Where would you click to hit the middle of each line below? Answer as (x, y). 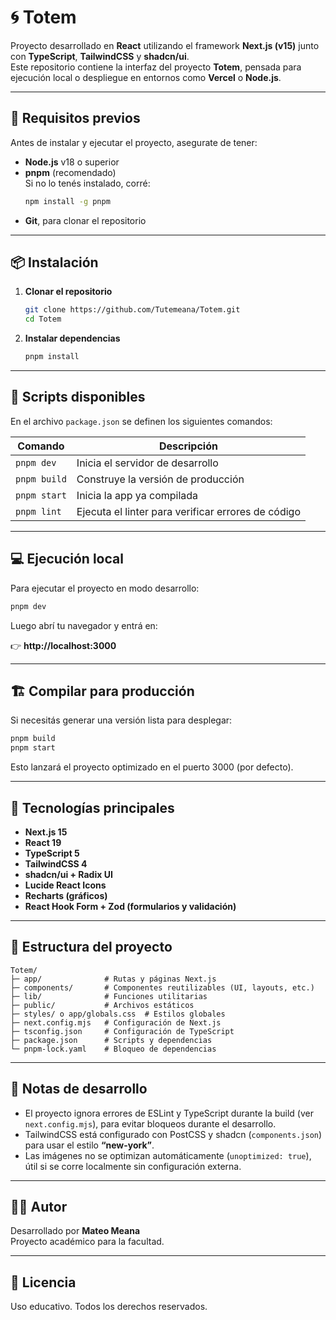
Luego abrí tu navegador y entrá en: (84, 625)
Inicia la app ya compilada (137, 495)
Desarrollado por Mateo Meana (75, 1231)
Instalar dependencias (72, 338)
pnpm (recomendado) (70, 172)
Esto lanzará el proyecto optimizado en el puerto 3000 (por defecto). (152, 767)
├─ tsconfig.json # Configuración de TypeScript (122, 1031)
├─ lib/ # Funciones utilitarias (109, 996)
